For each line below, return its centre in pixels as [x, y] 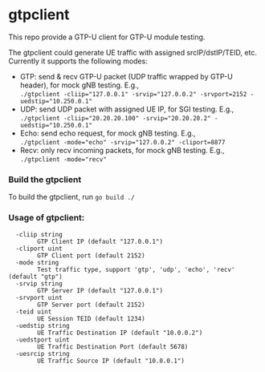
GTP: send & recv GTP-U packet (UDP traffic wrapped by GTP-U [126, 76]
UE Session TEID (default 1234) [92, 318]
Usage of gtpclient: [47, 218]
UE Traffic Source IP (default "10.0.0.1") [111, 361]
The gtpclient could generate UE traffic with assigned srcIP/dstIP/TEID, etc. [132, 52]
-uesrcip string [43, 354]
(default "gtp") [35, 277]
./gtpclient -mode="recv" [63, 159]
